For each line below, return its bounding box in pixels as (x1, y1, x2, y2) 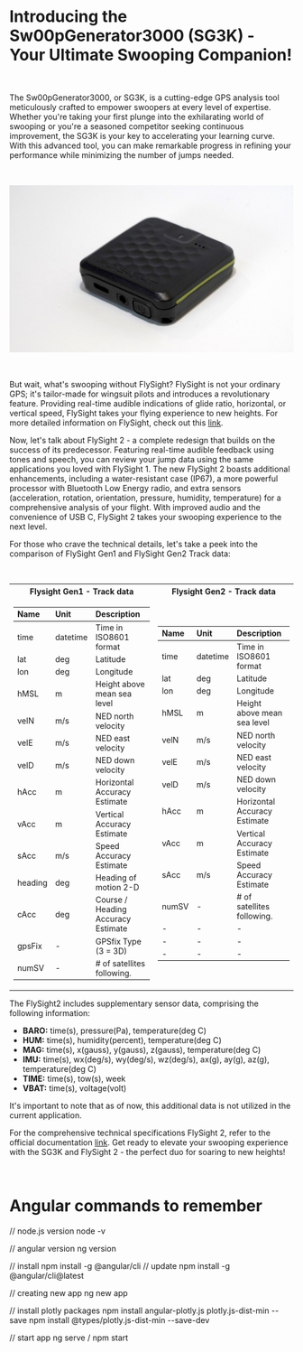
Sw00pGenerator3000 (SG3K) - (9, 25, 255, 46)
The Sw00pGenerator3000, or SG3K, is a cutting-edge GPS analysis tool (9, 92, 280, 103)
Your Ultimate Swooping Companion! (9, 45, 293, 65)
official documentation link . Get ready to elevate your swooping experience (9, 1136, 289, 1148)
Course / (95, 894, 128, 905)
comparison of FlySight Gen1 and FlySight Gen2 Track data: (9, 548, 232, 559)
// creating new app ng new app (9, 1287, 128, 1298)
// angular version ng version (9, 1243, 117, 1254)
